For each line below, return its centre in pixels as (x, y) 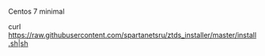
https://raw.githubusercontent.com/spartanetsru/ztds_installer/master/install (132, 35)
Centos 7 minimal (36, 11)
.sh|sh (19, 43)
